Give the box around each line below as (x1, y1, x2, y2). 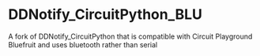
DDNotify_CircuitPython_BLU (8, 6, 203, 24)
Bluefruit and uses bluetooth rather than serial (8, 39, 158, 49)
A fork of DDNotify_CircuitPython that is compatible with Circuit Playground (8, 32, 253, 41)
